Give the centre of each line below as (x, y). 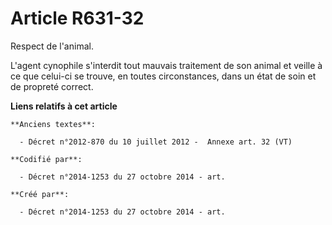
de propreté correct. (52, 86)
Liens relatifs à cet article (64, 106)
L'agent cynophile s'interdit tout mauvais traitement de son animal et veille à (166, 65)
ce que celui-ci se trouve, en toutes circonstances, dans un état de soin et (163, 76)
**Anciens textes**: (53, 124)
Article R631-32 (77, 18)
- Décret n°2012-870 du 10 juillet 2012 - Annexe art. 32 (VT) (156, 142)
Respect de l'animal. (52, 46)
